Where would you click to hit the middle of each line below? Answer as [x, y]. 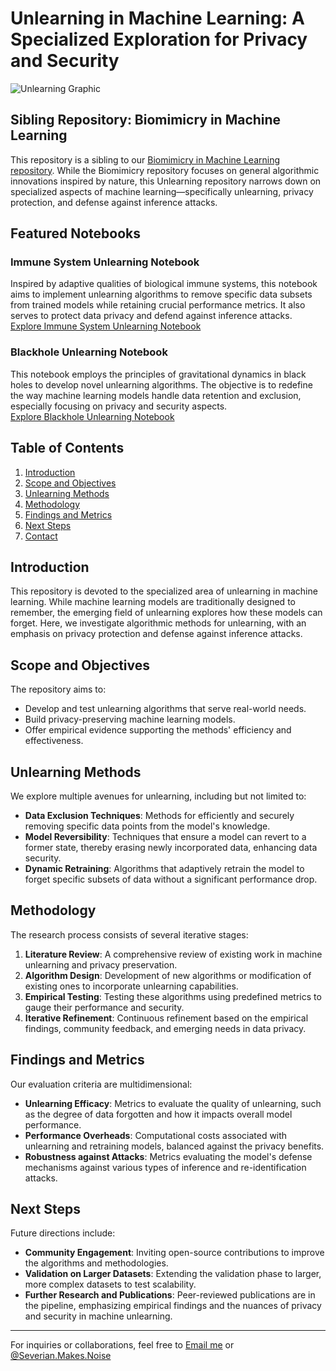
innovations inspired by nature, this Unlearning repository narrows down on [166, 181]
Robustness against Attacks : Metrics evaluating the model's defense [168, 1156]
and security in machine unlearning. [98, 1316]
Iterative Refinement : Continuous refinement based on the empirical [166, 1018]
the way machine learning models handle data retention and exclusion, [156, 395]
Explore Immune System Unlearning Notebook [106, 326]
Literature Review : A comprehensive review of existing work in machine [173, 954]
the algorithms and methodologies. [96, 1263]
